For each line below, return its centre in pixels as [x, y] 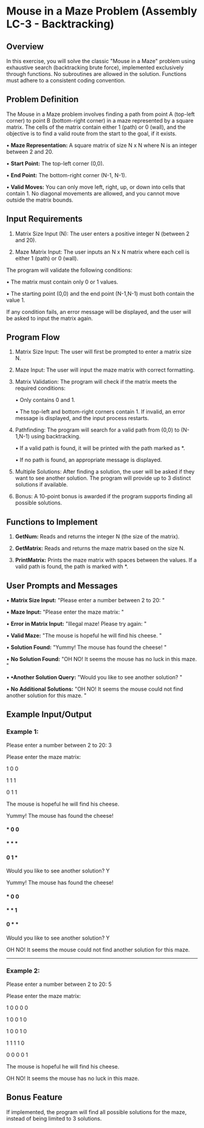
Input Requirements [45, 219]
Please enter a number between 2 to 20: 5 [59, 984]
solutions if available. [41, 484]
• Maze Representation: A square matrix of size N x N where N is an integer [102, 145]
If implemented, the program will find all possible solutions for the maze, [97, 1112]
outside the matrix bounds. [40, 200]
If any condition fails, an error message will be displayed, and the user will [99, 311]
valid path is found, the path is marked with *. [72, 566]
